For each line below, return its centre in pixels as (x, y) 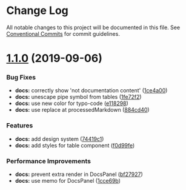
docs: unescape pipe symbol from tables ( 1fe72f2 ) (78, 97)
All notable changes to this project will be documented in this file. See (93, 27)
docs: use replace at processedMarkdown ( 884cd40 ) (82, 110)
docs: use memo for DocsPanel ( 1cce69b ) (68, 181)
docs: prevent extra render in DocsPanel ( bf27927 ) (79, 174)
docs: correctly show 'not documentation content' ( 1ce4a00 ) (91, 90)
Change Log (37, 11)
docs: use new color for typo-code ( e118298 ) (71, 103)
